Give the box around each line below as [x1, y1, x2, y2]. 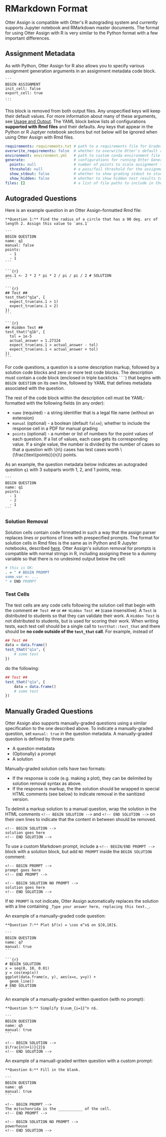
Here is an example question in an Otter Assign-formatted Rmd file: [5, 207, 142, 213]
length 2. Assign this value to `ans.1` [5, 221, 90, 226]
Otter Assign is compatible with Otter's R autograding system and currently [5, 19, 158, 25]
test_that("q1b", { [5, 330, 45, 335]
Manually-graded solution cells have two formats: [5, 766, 106, 772]
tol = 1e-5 [9, 334, 32, 339]
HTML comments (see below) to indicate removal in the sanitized [12, 791, 145, 797]
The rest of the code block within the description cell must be [5, 395, 130, 401]
